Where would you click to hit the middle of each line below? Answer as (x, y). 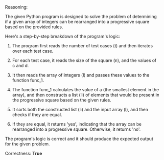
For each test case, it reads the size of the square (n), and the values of (84, 60)
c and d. (20, 66)
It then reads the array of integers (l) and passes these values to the (81, 75)
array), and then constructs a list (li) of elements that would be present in (86, 95)
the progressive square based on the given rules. (62, 100)
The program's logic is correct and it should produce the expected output (79, 139)
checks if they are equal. (37, 115)
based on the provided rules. (34, 27)
